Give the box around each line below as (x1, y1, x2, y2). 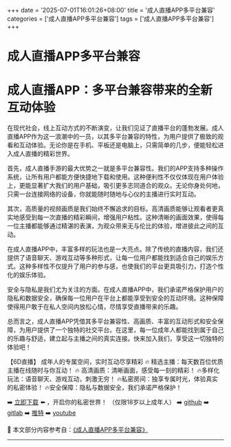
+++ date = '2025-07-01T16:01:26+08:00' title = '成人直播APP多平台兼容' (7, 6, 215, 14)
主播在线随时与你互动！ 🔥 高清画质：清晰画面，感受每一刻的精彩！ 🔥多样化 (7, 367, 220, 375)
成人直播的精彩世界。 (12, 150, 74, 158)
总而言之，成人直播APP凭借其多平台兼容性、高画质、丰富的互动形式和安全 (7, 317, 218, 325)
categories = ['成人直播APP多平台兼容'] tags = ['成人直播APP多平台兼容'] (7, 14, 214, 23)
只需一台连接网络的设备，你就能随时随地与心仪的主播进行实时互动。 (7, 190, 200, 198)
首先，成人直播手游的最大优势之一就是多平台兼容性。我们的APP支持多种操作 (7, 164, 224, 173)
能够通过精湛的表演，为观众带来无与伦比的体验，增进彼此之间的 (36, 222, 218, 230)
